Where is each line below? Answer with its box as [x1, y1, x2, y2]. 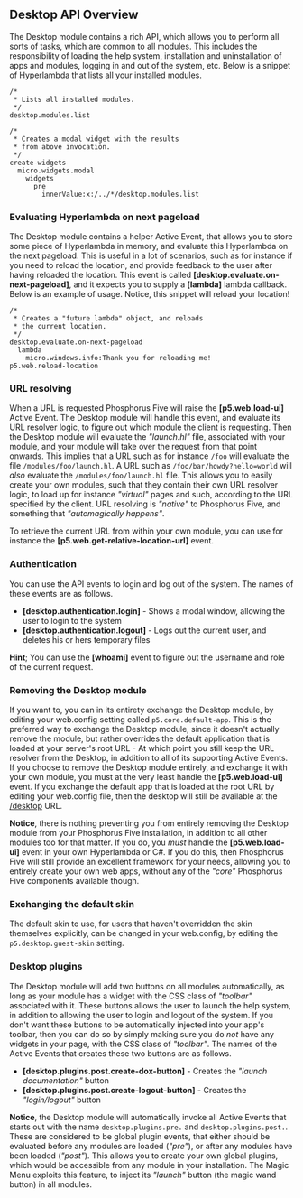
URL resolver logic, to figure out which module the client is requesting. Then [9, 422, 292, 432]
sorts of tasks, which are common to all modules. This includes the [9, 41, 258, 51]
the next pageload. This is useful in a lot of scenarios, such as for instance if [9, 250, 293, 261]
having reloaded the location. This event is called [9, 270, 192, 281]
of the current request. [9, 661, 94, 672]
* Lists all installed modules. [13, 95, 135, 104]
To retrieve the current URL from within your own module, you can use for [9, 525, 284, 536]
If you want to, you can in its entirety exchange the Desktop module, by [9, 704, 274, 715]
